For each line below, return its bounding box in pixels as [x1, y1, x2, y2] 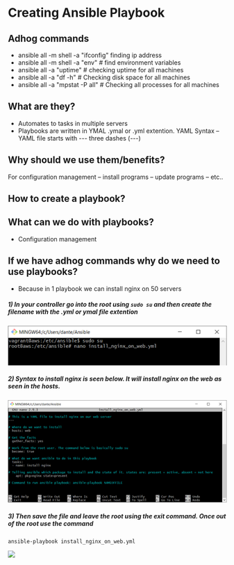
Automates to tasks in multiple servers [17, 119, 128, 127]
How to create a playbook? [8, 193, 126, 205]
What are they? [8, 101, 76, 113]
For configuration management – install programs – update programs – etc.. [8, 173, 224, 181]
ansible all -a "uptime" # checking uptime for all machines [17, 66, 184, 74]
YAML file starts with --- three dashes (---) [17, 134, 141, 142]
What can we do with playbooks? [8, 216, 155, 228]
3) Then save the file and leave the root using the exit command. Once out [8, 511, 226, 520]
